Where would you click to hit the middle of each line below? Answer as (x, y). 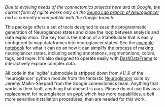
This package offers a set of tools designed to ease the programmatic (76, 27)
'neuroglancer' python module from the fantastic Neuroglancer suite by (78, 78)
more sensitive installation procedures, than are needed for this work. (76, 99)
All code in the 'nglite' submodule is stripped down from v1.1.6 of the (74, 73)
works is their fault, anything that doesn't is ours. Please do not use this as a (82, 89)
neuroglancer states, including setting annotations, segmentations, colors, (80, 53)
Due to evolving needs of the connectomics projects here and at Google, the (83, 7)
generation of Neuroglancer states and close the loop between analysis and (82, 32)
